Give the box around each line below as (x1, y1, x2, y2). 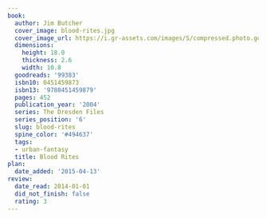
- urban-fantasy (14, 145, 69, 153)
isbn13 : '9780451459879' (14, 85, 97, 94)
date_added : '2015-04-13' (14, 168, 101, 176)
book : (7, 11, 26, 20)
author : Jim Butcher (14, 19, 83, 27)
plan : (7, 161, 26, 168)
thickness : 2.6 (22, 57, 73, 65)
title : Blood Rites (14, 153, 80, 161)
